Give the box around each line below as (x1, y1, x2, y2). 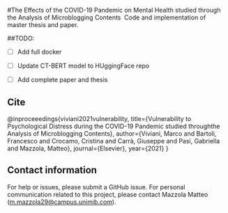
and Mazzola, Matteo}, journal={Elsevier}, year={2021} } (7, 144, 169, 152)
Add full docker (17, 48, 62, 56)
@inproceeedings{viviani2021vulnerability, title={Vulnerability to (7, 115, 192, 123)
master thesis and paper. (7, 21, 79, 29)
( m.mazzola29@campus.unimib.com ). (7, 198, 116, 206)
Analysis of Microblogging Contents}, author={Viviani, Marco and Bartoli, (7, 129, 217, 138)
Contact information (7, 164, 98, 176)
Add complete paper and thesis (17, 76, 108, 84)
